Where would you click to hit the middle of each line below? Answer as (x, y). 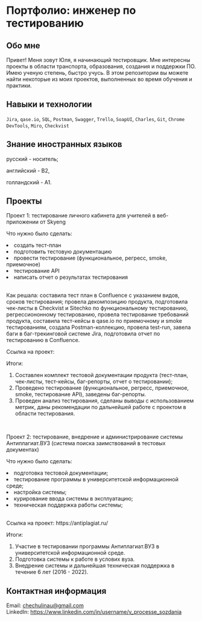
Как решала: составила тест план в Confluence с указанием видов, (93, 295)
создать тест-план (38, 245)
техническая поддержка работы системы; (68, 505)
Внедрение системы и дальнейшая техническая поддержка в (95, 566)
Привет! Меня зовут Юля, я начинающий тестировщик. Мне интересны (98, 60)
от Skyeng (53, 222)
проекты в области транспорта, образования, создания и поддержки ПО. (101, 66)
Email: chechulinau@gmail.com (45, 605)
